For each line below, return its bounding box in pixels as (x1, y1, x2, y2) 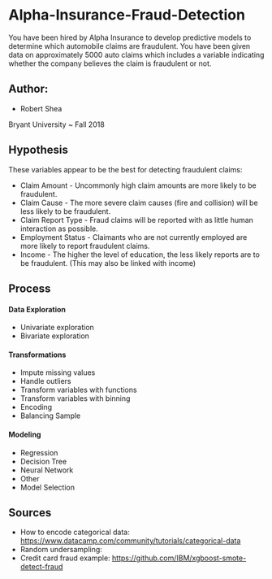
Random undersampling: (19, 545, 103, 555)
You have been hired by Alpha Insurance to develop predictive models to (8, 33, 252, 42)
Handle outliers (19, 377, 71, 386)
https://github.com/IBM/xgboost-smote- (112, 553, 247, 563)
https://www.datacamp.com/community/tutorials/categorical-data (19, 536, 241, 546)
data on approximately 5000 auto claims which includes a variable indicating (8, 50, 265, 59)
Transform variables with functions (19, 385, 137, 395)
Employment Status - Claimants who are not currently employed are (19, 232, 248, 242)
